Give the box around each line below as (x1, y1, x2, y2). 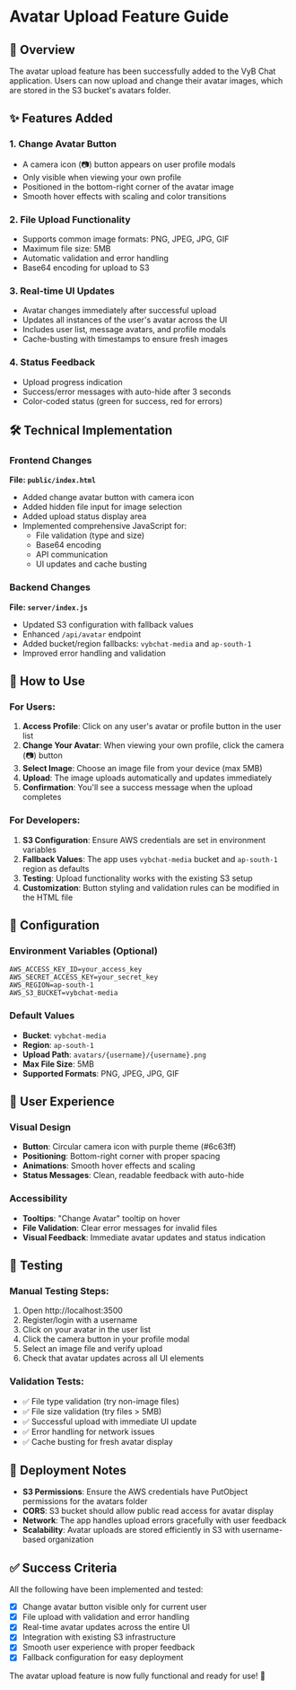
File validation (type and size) (35, 530, 145, 541)
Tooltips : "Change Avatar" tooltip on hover (22, 1212, 181, 1223)
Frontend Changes (9, 453, 92, 466)
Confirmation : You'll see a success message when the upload (22, 782, 253, 793)
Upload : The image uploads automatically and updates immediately (22, 772, 272, 783)
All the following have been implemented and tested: (9, 1584, 204, 1595)
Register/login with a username (22, 1315, 137, 1325)
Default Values (9, 1009, 75, 1022)
